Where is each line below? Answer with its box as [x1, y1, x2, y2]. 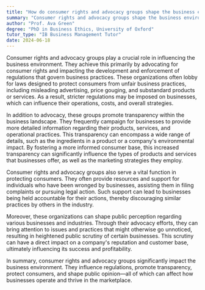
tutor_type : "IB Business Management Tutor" [6, 32, 121, 38]
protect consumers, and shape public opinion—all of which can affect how [6, 270, 193, 277]
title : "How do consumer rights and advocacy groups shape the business [6, 9, 195, 15]
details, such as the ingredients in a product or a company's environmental [6, 137, 194, 144]
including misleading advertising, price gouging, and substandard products [6, 87, 195, 93]
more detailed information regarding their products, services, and [6, 125, 171, 131]
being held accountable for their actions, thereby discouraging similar [6, 195, 181, 201]
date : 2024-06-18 [6, 37, 51, 43]
